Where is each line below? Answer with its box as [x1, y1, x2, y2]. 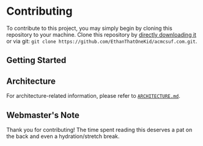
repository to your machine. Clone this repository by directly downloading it [6, 31, 197, 38]
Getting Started [6, 55, 67, 65]
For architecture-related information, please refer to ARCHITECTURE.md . [6, 92, 180, 100]
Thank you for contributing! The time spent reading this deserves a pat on [6, 126, 193, 133]
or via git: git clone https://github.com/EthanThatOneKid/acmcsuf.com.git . [6, 37, 197, 45]
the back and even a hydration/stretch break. [6, 133, 120, 140]
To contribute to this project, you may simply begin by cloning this [6, 24, 172, 32]
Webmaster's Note [6, 110, 79, 120]
